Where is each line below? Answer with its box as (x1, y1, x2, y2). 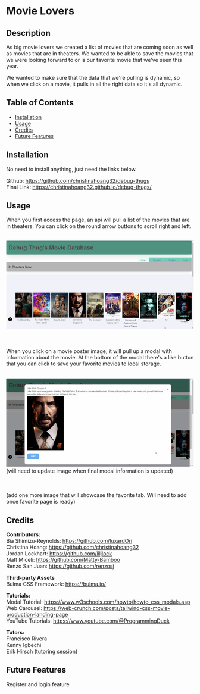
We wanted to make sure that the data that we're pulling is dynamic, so (6, 74, 180, 81)
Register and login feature (6, 680, 70, 688)
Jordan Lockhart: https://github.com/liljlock (6, 550, 112, 557)
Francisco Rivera (6, 635, 48, 642)
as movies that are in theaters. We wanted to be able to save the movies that (6, 50, 193, 57)
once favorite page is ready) (6, 498, 76, 505)
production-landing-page (6, 611, 68, 618)
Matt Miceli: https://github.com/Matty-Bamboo (6, 557, 120, 563)
